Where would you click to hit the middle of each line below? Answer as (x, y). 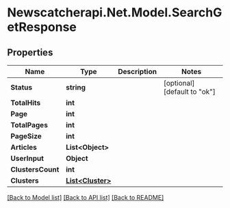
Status (22, 87)
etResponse (42, 27)
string (76, 87)
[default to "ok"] (189, 92)
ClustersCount (35, 169)
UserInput (27, 158)
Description (137, 71)
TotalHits (26, 103)
